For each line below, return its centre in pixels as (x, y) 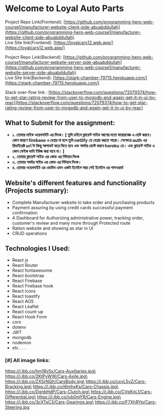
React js (20, 260)
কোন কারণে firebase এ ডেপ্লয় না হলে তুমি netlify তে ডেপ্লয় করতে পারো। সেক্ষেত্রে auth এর (79, 140)
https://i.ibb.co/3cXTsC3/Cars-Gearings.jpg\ (49, 402)
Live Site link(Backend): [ (30, 78)
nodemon (22, 343)
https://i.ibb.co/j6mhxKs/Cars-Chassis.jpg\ (76, 386)
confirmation (25, 213)
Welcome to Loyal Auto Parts (65, 8)
